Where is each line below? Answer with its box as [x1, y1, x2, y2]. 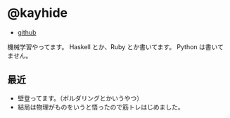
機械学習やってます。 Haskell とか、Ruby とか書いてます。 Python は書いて [7, 42, 224, 51]
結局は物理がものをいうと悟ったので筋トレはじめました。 [17, 103, 184, 111]
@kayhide [7, 5, 68, 21]
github [17, 28, 37, 37]
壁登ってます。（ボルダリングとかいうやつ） [17, 93, 143, 103]
